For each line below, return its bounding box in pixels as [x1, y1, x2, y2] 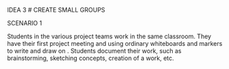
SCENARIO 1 [7, 19, 43, 27]
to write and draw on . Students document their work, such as [7, 47, 182, 55]
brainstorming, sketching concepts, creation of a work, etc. [7, 54, 175, 62]
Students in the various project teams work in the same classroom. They [7, 32, 211, 40]
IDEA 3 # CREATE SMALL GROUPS [7, 6, 106, 14]
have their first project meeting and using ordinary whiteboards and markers [7, 40, 223, 47]
